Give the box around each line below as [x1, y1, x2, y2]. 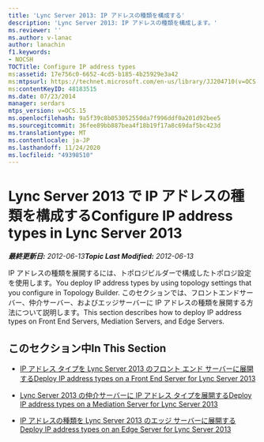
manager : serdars [8, 99, 66, 107]
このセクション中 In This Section [8, 341, 167, 355]
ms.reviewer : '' [8, 26, 62, 34]
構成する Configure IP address [36, 207, 233, 225]
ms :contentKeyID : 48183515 [8, 84, 97, 93]
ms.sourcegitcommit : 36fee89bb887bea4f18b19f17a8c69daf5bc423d [8, 122, 221, 129]
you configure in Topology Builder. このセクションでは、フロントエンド [8, 288, 239, 298]
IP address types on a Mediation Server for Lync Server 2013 [19, 399, 219, 409]
